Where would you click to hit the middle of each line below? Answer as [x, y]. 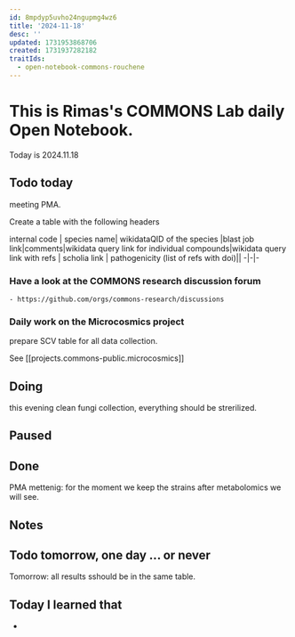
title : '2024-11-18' [48, 26]
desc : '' [25, 34]
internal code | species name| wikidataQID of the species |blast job [132, 239]
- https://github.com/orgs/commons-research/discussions [117, 299]
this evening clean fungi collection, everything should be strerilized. [133, 408]
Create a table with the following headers [84, 221]
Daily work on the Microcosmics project [97, 322]
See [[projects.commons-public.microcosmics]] [97, 358]
